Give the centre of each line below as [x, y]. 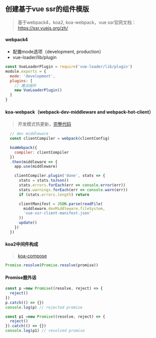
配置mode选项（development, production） [58, 52]
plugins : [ [21, 81]
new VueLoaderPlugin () [38, 90]
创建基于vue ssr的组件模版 [47, 9]
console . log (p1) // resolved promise [45, 331]
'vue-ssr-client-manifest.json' [58, 213]
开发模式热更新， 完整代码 [44, 124]
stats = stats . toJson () [44, 180]
